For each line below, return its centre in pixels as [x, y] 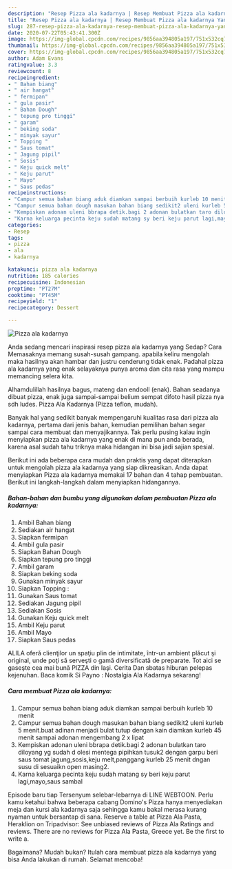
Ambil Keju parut [41, 625]
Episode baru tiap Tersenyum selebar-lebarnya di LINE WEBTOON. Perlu [110, 795]
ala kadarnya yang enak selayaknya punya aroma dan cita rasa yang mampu [116, 369]
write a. [19, 839]
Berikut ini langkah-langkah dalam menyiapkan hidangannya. [94, 482]
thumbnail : [23, 45]
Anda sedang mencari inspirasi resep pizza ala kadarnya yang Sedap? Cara [115, 347]
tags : [15, 238]
